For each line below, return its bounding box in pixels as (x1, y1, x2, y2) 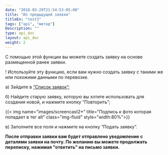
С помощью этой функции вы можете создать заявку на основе (5, 54, 143, 60)
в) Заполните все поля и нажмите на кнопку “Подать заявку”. (5, 123, 138, 129)
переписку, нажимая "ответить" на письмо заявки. (5, 144, 120, 150)
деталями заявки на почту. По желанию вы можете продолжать (5, 138, 148, 144)
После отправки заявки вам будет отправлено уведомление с (5, 133, 143, 139)
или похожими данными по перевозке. (5, 74, 89, 80)
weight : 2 (5, 40, 26, 45)
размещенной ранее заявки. (5, 59, 67, 65)
